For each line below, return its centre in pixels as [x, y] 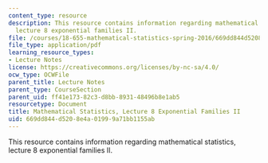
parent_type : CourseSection [55, 89]
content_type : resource [48, 16]
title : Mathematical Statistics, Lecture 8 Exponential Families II [124, 112]
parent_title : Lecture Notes [57, 82]
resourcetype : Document [48, 104]
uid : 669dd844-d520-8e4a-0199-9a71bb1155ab [82, 119]
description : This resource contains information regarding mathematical [134, 23]
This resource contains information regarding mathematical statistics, [122, 142]
